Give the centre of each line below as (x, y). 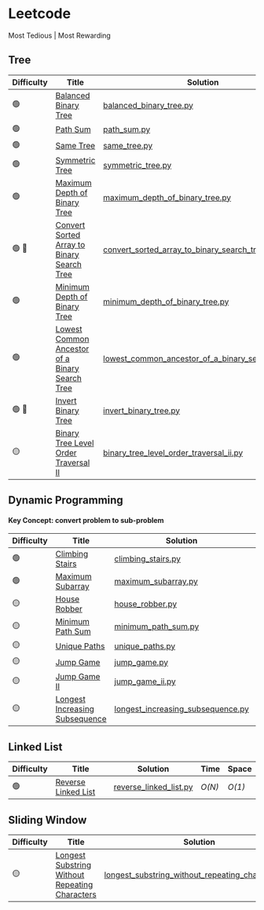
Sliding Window (48, 820)
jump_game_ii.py (145, 682)
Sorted (68, 235)
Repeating (74, 884)
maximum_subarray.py (156, 582)
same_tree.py (128, 146)
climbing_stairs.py (148, 559)
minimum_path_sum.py (157, 627)
